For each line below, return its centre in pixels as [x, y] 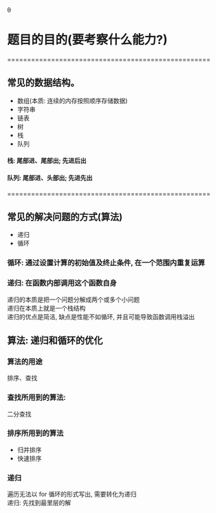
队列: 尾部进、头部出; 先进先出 [50, 178]
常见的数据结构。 [43, 83]
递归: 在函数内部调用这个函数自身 [62, 283]
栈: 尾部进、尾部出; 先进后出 [47, 160]
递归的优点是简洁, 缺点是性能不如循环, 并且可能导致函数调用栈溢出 [101, 317]
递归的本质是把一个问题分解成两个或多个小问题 [73, 300]
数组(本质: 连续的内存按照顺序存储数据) [72, 101]
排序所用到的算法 [35, 433]
